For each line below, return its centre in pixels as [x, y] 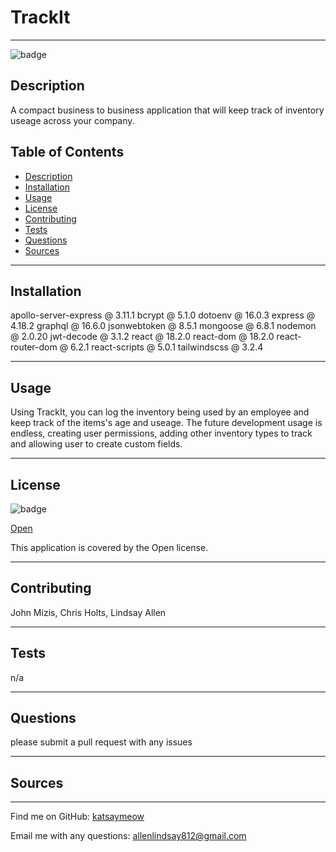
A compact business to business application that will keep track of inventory [167, 110]
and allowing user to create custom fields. [96, 444]
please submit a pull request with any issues [101, 742]
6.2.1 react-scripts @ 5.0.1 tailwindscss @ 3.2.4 [167, 347]
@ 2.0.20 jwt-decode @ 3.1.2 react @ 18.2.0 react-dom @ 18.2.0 [142, 337]
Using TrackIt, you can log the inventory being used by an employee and [160, 412]
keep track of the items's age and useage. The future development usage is [166, 423]
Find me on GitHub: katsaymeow [77, 817]
